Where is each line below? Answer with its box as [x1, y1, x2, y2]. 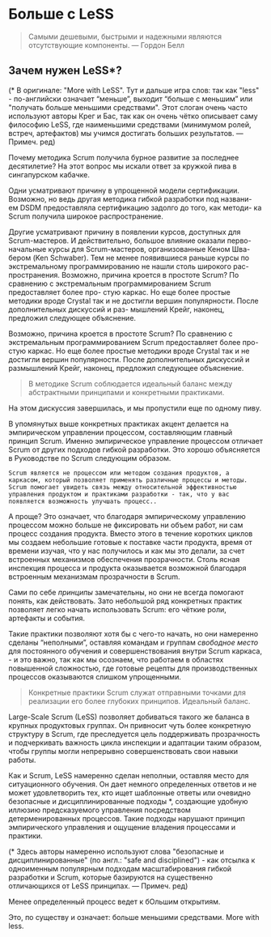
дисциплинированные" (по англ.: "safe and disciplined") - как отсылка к [8, 855, 256, 865]
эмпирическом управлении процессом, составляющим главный [8, 427, 233, 437]
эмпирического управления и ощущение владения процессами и [8, 822, 236, 832]
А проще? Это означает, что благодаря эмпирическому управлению [8, 511, 247, 521]
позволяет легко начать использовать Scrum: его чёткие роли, [8, 604, 227, 614]
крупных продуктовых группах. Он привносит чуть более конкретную [8, 720, 252, 730]
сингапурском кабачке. [8, 169, 91, 179]
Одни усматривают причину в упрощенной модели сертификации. [8, 185, 240, 195]
